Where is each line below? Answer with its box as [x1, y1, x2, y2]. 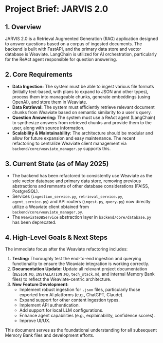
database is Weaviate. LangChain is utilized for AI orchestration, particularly [5, 51, 157, 57]
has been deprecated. [12, 219, 57, 225]
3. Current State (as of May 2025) [5, 160, 109, 168]
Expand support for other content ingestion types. [19, 297, 120, 303]
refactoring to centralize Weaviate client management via [12, 140, 127, 146]
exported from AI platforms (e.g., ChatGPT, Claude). [19, 292, 124, 298]
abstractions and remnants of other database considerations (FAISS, [12, 183, 149, 189]
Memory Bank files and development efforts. [5, 332, 94, 338]
